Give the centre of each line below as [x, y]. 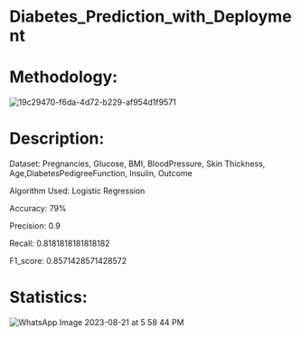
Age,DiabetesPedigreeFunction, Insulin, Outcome [101, 173]
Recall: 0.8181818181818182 [60, 243]
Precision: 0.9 [35, 226]
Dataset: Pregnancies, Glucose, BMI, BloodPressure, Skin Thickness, [137, 164]
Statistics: [48, 298]
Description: [57, 139]
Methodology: [64, 77]
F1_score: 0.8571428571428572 [68, 261]
